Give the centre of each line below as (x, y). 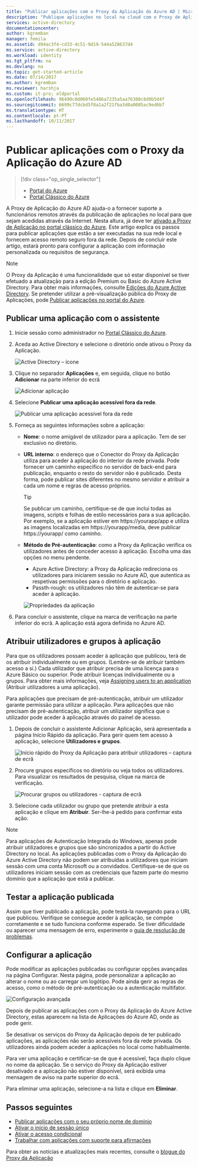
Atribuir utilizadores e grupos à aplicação (83, 642)
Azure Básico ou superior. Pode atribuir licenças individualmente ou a (90, 674)
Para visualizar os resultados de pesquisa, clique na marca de (90, 776)
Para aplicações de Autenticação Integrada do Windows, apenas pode (92, 841)
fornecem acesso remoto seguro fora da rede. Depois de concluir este (92, 240)
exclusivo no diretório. (50, 443)
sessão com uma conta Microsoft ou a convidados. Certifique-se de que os (98, 866)
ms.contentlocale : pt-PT (37, 116)
